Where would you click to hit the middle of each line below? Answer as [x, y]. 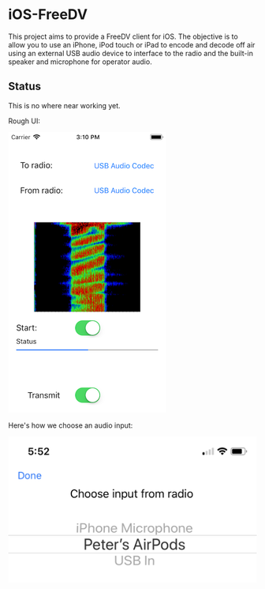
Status [25, 87]
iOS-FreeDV [48, 15]
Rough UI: [24, 121]
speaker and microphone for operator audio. [80, 62]
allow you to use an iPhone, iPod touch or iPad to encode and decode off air [132, 44]
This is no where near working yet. [64, 105]
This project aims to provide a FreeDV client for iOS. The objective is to [123, 36]
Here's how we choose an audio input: [71, 425]
